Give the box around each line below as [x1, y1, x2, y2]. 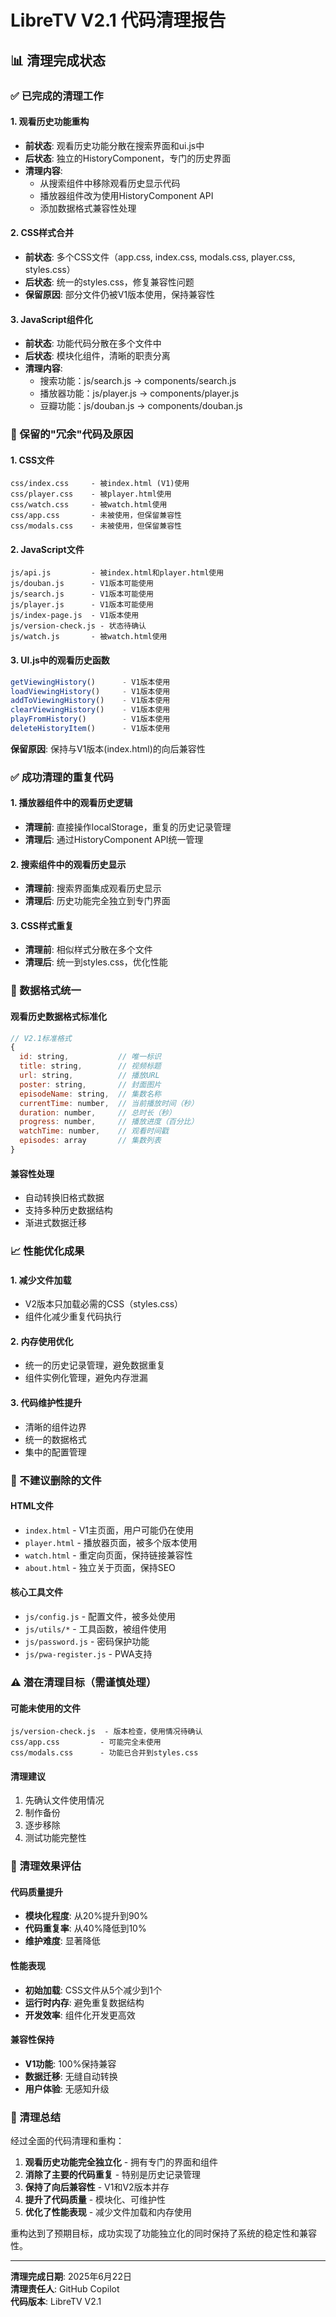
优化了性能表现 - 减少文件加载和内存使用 [24, 2206, 193, 2218]
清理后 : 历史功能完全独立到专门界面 [24, 895, 171, 907]
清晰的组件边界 [24, 1421, 87, 1433]
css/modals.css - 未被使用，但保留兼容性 [10, 521, 182, 531]
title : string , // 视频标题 [19, 1061, 162, 1071]
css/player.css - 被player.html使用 [10, 489, 172, 500]
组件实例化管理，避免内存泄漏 [24, 1372, 148, 1384]
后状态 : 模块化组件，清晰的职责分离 [24, 350, 171, 362]
